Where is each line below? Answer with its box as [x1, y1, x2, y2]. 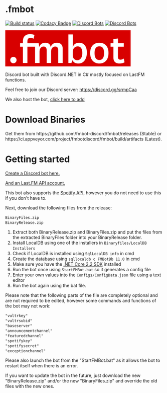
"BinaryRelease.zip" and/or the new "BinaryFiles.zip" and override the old [5, 377, 157, 383]
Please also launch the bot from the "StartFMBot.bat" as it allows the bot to [5, 357, 160, 363]
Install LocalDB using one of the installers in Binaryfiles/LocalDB [12, 240, 147, 246]
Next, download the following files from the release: [5, 205, 112, 211]
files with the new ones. [5, 383, 54, 389]
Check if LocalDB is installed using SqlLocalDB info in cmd [12, 250, 134, 256]
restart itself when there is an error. [5, 362, 78, 368]
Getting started [5, 153, 70, 165]
